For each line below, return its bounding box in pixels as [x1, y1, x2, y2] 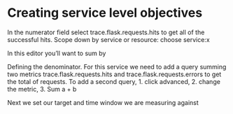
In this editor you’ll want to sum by [7, 49, 106, 57]
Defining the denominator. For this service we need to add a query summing [7, 62, 227, 71]
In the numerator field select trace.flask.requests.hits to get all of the [7, 28, 205, 36]
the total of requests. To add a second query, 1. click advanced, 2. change [7, 77, 220, 85]
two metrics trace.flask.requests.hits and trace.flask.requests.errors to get [7, 70, 222, 78]
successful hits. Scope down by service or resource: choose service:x [7, 35, 210, 43]
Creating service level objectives [7, 5, 203, 21]
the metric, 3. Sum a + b [7, 85, 77, 93]
